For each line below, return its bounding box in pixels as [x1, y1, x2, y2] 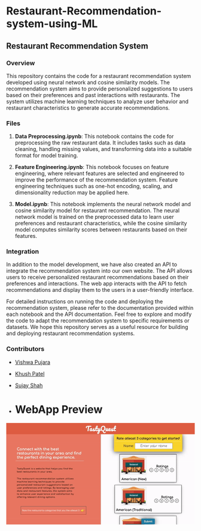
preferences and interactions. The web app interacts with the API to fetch [6, 280, 187, 287]
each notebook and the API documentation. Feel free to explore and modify [6, 310, 192, 318]
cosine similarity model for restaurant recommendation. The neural [14, 207, 180, 214]
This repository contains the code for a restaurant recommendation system [6, 72, 191, 79]
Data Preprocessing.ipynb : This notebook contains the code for [14, 133, 174, 140]
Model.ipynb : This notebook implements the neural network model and [14, 201, 191, 208]
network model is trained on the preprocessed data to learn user [14, 213, 175, 221]
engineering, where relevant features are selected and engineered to [14, 170, 185, 177]
